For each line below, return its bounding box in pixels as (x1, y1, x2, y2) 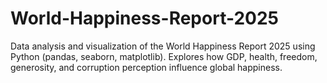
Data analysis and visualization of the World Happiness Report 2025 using (10, 40, 316, 52)
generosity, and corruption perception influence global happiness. (10, 61, 283, 73)
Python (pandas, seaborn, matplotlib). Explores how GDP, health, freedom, (10, 50, 318, 62)
